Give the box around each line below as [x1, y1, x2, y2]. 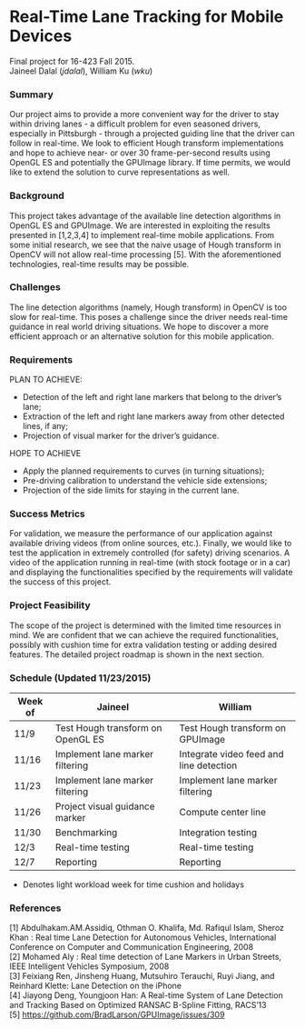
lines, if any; [22, 421, 68, 432]
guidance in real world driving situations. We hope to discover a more [9, 321, 270, 332]
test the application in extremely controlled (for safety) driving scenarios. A [9, 547, 290, 558]
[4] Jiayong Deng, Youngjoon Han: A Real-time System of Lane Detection [9, 990, 283, 1001]
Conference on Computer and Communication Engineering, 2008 [9, 942, 254, 953]
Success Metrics [9, 507, 86, 520]
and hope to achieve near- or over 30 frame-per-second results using [9, 147, 271, 158]
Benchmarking [54, 826, 118, 839]
